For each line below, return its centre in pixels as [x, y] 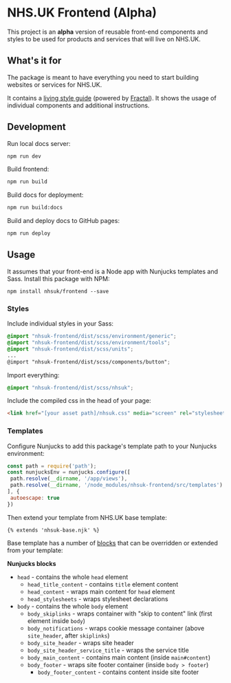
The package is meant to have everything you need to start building [103, 77]
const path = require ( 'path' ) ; [52, 466]
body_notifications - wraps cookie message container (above [116, 628]
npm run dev [24, 156]
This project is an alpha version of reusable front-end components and [108, 32]
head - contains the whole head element [73, 577]
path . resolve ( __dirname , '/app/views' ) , [69, 479]
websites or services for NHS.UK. [55, 85]
